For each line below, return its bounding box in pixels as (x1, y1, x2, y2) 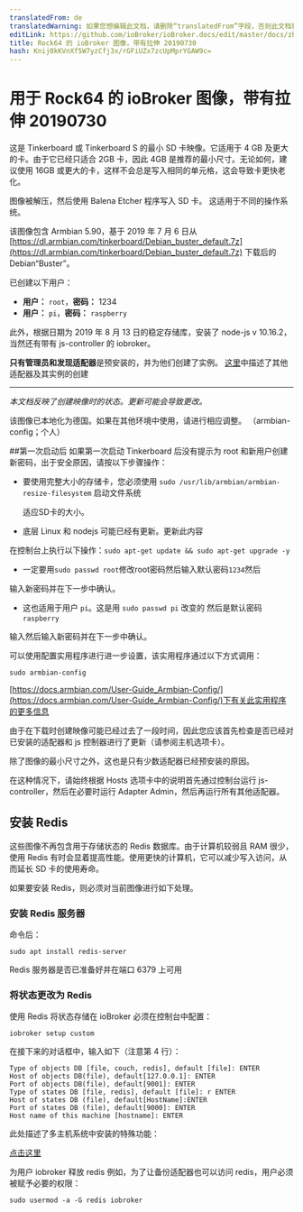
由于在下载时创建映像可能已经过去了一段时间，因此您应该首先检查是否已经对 (9, 725, 294, 736)
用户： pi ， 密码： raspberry (22, 308, 128, 318)
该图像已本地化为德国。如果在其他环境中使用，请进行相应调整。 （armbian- (9, 416, 291, 427)
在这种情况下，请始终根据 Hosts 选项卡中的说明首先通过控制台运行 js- (9, 775, 269, 785)
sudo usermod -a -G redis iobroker (9, 1196, 143, 1205)
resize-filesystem (22, 489, 92, 499)
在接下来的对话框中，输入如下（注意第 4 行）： (9, 1046, 181, 1057)
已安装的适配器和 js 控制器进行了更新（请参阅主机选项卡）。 (9, 737, 230, 748)
